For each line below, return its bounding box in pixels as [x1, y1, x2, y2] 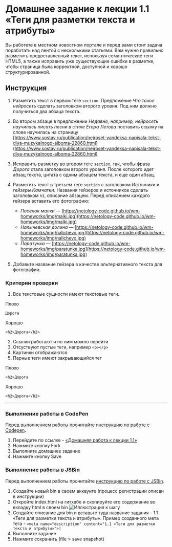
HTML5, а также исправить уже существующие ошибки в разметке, [5, 58, 155, 64]
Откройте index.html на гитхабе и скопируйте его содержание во [12, 498, 156, 505]
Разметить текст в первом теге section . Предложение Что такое [12, 97, 155, 103]
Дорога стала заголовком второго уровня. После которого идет [12, 166, 154, 172]
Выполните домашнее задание [12, 448, 81, 454]
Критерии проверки [5, 279, 58, 287]
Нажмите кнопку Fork [12, 443, 60, 449]
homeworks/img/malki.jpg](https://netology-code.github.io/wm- [20, 213, 156, 219]
